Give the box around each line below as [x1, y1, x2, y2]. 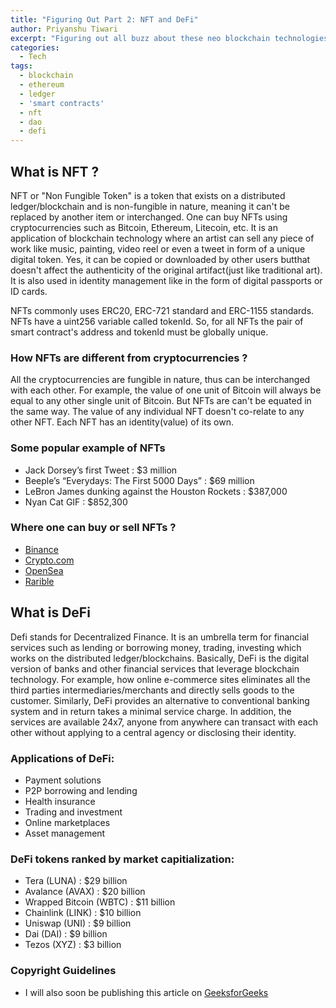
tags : [10, 61, 33, 71]
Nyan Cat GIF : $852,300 [24, 496, 128, 508]
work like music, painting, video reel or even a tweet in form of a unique [10, 242, 306, 255]
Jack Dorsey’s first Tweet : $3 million [24, 464, 178, 476]
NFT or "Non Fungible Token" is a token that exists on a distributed [10, 189, 286, 201]
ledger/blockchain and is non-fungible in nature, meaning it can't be [10, 200, 290, 212]
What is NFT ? [10, 163, 100, 180]
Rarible [24, 575, 55, 587]
